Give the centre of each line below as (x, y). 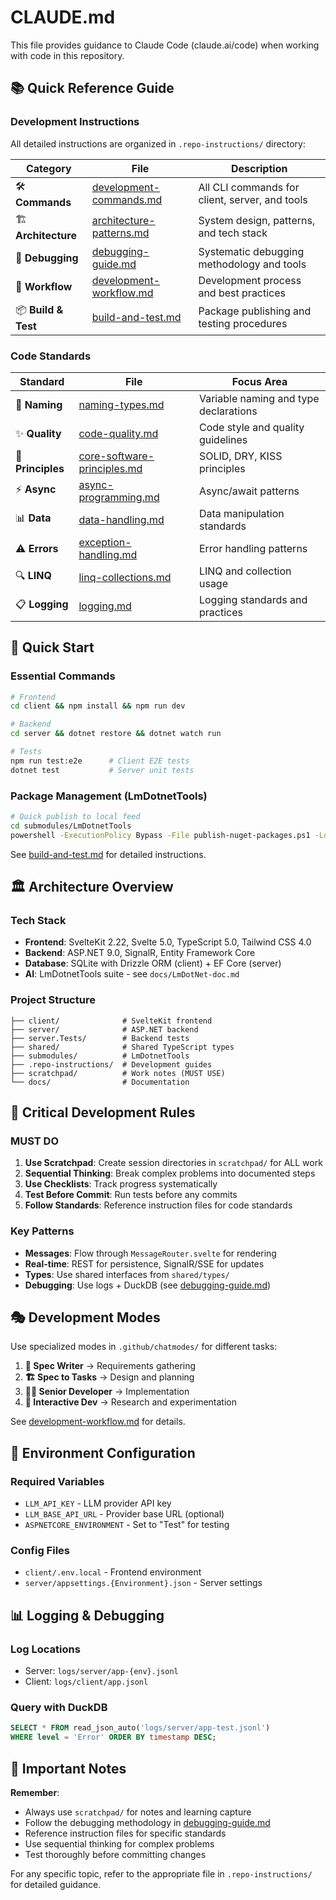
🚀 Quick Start (52, 647)
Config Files (40, 1551)
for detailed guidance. (56, 1884)
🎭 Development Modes (85, 1317)
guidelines (223, 439)
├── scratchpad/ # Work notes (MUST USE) (118, 1073)
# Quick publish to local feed (75, 817)
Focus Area (259, 381)
